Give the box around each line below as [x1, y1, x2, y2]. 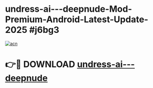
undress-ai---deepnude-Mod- [5, 3, 132, 15]
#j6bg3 [29, 25, 60, 35]
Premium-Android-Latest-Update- [5, 14, 149, 25]
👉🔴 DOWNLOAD [5, 59, 75, 70]
